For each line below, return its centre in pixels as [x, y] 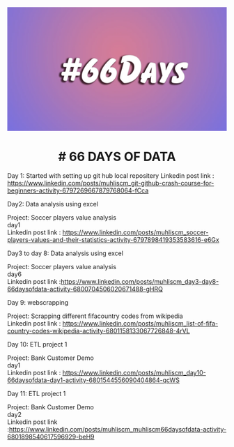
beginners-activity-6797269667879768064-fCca [78, 190]
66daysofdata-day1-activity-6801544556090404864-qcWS [93, 380]
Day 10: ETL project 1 [37, 344]
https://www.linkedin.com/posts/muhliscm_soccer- [135, 232]
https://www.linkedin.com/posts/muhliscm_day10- [134, 373]
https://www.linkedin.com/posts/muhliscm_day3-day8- [140, 282]
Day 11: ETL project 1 [37, 394]
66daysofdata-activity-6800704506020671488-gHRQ [85, 289]
